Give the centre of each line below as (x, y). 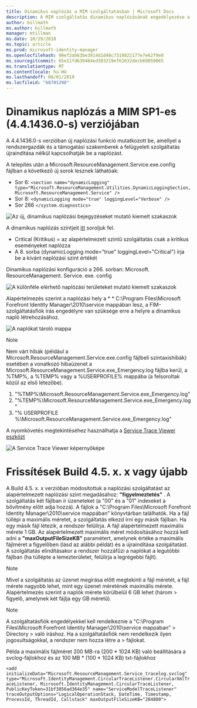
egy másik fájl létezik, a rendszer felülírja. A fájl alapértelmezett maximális (95, 526)
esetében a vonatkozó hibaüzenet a (49, 364)
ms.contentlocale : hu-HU (36, 72)
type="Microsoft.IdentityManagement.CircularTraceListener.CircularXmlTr (98, 679)
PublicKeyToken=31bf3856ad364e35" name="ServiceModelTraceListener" (91, 689)
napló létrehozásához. (33, 317)
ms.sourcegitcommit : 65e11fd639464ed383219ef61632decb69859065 (85, 61)
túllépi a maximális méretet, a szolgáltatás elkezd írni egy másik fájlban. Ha (96, 519)
